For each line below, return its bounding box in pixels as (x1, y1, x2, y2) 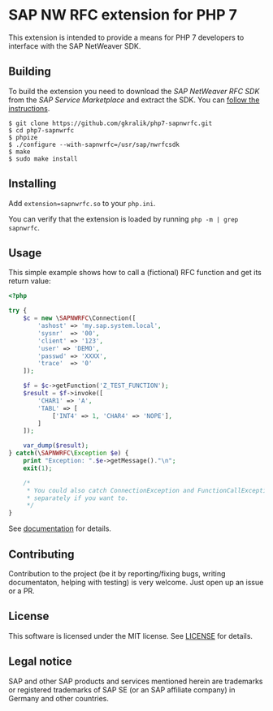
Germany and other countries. (8, 693, 110, 703)
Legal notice (8, 655, 72, 669)
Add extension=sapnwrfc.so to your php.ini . (8, 198, 156, 208)
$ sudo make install (8, 154, 79, 163)
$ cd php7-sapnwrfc (8, 126, 75, 135)
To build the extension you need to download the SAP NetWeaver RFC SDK (8, 86, 260, 96)
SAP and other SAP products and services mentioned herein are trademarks (8, 676, 263, 686)
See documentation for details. (8, 524, 112, 533)
